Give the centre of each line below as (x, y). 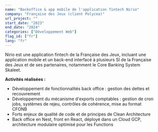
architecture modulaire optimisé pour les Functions (63, 124)
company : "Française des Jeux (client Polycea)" (55, 14)
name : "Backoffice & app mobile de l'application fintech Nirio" (72, 9)
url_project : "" (21, 18)
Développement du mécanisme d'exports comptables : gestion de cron (83, 99)
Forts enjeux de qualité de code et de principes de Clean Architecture (81, 114)
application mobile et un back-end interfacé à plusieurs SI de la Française (78, 59)
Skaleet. (13, 70)
